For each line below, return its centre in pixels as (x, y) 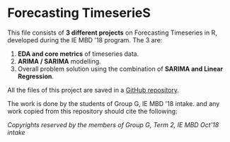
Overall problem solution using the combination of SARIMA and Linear (120, 69)
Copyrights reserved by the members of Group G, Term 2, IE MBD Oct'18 (113, 124)
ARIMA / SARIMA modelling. (59, 61)
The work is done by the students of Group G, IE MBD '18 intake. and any (114, 103)
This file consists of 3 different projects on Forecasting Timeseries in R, (112, 32)
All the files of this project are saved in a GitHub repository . (93, 90)
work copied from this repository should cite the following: (93, 111)
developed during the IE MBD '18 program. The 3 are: (85, 40)
